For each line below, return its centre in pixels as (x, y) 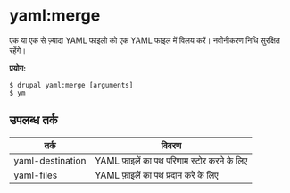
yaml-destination (50, 160)
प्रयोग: (18, 68)
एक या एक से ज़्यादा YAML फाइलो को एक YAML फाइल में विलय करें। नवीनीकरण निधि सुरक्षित (145, 40)
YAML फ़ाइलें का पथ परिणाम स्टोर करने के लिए (171, 160)
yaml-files (36, 175)
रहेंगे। (18, 50)
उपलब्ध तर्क (33, 120)
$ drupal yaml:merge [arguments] (71, 85)
